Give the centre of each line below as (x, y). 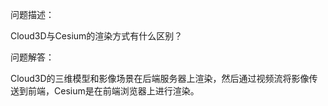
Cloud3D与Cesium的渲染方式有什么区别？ (96, 36)
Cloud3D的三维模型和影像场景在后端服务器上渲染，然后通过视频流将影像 (160, 78)
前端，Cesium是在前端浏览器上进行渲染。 (113, 91)
